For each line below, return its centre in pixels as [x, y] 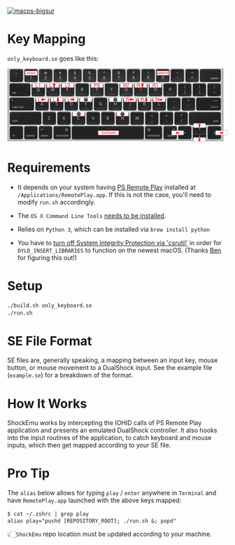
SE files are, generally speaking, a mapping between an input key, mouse [113, 360]
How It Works [47, 403]
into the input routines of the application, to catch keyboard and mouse [109, 438]
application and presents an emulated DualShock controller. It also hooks [112, 430]
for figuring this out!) [47, 257]
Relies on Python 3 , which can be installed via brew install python [114, 229]
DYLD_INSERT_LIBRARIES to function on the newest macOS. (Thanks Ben [119, 250]
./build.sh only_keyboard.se [50, 305]
